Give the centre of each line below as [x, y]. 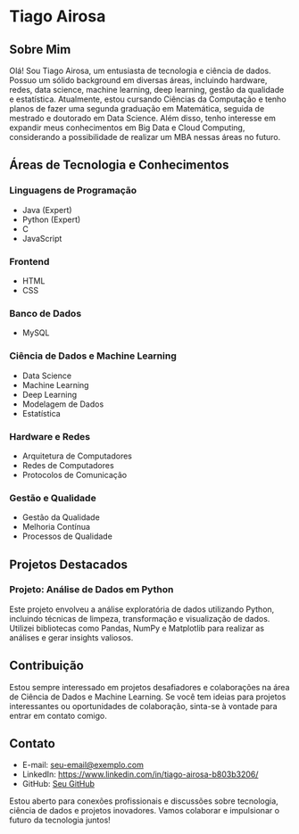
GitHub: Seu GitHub [58, 784]
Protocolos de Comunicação [75, 475]
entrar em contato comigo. [58, 715]
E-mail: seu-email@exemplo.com [83, 765]
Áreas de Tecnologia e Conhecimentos [119, 165]
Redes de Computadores [68, 465]
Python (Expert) [51, 219]
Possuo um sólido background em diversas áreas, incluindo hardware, [138, 80]
